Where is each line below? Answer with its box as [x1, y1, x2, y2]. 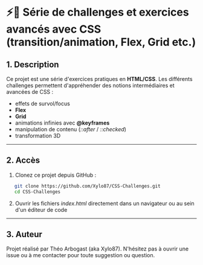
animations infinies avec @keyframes [14, 119, 110, 126]
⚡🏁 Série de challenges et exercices [6, 5, 189, 19]
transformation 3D [14, 132, 61, 139]
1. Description [6, 59, 59, 70]
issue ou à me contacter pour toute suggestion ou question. [6, 252, 155, 259]
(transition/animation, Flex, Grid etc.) [6, 35, 196, 49]
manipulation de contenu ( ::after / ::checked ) [14, 126, 127, 132]
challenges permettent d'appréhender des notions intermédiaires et [6, 82, 175, 89]
